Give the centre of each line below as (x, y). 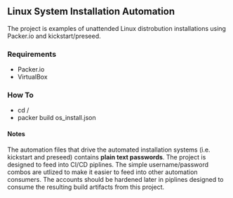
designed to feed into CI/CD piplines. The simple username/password (108, 164)
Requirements (32, 54)
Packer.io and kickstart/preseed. (54, 36)
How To (20, 95)
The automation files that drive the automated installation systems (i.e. (109, 150)
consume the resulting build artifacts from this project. (86, 187)
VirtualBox (32, 77)
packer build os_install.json (56, 118)
